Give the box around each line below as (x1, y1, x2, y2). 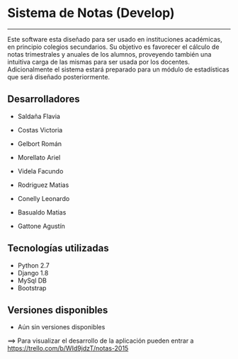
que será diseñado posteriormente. (7, 72, 110, 81)
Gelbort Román (17, 139, 62, 148)
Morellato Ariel (17, 153, 61, 161)
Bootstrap (17, 283, 47, 292)
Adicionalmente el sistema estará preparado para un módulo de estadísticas (7, 65, 229, 74)
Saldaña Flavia (17, 112, 60, 120)
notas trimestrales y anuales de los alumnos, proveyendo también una (7, 50, 212, 58)
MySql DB (17, 276, 47, 285)
